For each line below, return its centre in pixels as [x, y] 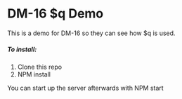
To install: [22, 49]
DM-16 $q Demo [56, 14]
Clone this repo [39, 67]
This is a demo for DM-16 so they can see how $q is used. [91, 33]
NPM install [34, 74]
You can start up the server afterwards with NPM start [85, 88]
